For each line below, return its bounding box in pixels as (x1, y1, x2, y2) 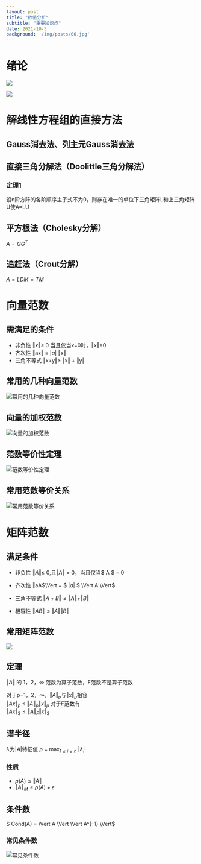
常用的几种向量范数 (6, 376, 78, 386)
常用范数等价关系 (6, 485, 70, 496)
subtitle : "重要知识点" (6, 20, 61, 26)
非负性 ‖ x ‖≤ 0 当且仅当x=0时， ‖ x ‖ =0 (14, 341, 107, 348)
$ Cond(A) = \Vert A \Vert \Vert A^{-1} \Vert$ (6, 821, 116, 828)
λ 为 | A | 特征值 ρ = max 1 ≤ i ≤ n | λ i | (6, 745, 86, 754)
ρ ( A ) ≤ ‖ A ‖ (14, 777, 42, 784)
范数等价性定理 (6, 449, 62, 459)
